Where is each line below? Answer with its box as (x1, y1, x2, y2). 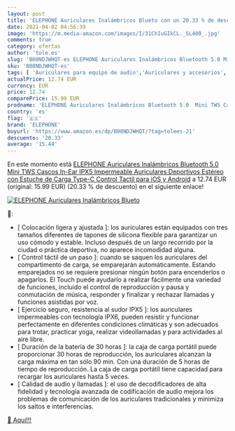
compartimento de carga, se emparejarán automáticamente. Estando (17, 260, 216, 269)
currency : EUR (7, 82, 49, 89)
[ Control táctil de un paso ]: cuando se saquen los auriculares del (17, 253, 208, 262)
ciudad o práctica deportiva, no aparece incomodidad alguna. (17, 246, 196, 254)
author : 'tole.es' (7, 50, 61, 57)
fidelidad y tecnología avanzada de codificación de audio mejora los (17, 387, 215, 396)
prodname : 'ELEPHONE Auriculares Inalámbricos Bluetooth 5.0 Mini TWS (7, 102, 220, 109)
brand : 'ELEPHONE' (7, 121, 61, 128)
